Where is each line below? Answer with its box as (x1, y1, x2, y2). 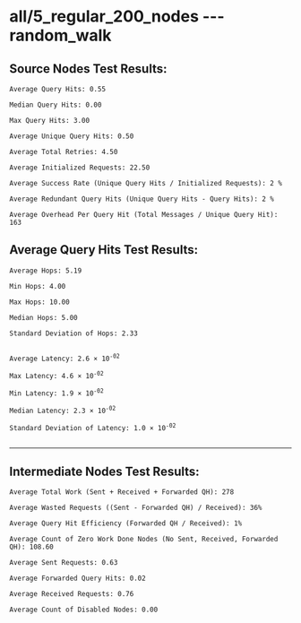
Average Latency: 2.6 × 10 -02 (9, 352, 120, 363)
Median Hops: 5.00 (9, 313, 78, 322)
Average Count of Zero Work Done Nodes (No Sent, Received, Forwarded (9, 535, 279, 544)
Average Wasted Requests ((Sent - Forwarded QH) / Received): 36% (9, 504, 262, 513)
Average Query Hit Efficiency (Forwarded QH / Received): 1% (9, 519, 243, 528)
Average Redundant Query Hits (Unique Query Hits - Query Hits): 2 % (9, 195, 275, 203)
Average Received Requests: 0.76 (9, 590, 134, 599)
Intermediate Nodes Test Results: (9, 464, 200, 480)
